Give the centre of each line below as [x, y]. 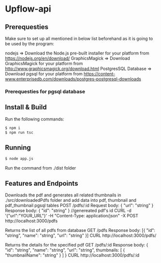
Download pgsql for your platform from [44, 74]
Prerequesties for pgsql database [45, 91]
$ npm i [13, 128]
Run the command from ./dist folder [41, 168]
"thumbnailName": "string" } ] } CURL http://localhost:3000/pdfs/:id [72, 255]
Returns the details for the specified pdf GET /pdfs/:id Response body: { [77, 245]
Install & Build [26, 107]
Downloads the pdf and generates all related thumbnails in [63, 195]
